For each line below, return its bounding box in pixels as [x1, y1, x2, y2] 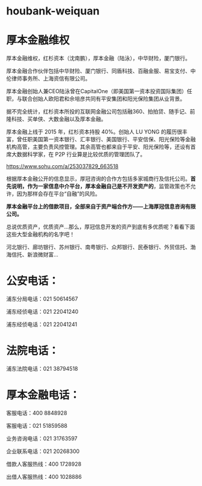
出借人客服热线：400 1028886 [6, 473, 82, 480]
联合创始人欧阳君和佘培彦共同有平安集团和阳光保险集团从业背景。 [22, 95, 185, 103]
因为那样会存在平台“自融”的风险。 [16, 190, 101, 198]
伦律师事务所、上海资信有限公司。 [6, 75, 91, 82]
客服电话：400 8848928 [6, 409, 67, 416]
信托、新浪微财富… [11, 251, 59, 258]
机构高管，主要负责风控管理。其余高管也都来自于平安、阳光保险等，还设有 [6, 143, 191, 151]
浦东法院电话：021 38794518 [6, 365, 78, 372]
